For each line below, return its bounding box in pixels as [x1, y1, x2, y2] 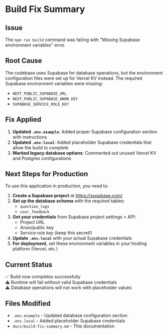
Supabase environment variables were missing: [5, 80, 103, 86]
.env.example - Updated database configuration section [12, 312, 128, 318]
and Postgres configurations [12, 155, 71, 161]
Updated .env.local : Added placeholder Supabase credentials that [12, 139, 152, 145]
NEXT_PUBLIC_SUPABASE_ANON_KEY [12, 96, 78, 101]
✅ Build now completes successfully [5, 274, 81, 280]
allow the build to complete [12, 144, 69, 151]
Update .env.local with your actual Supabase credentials [12, 235, 132, 241]
